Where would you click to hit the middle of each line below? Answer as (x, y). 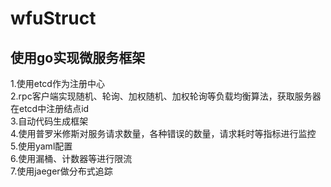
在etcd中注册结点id (50, 108)
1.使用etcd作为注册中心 (57, 83)
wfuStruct (53, 18)
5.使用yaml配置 (41, 146)
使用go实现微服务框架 (78, 57)
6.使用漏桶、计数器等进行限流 (71, 158)
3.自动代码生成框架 (49, 121)
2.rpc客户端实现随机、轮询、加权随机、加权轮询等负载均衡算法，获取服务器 (166, 96)
